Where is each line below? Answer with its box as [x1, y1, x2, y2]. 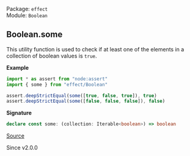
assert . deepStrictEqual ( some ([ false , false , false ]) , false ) [6, 98, 166, 105]
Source [6, 132, 24, 139]
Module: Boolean [6, 12, 48, 19]
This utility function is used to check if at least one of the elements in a [6, 45, 185, 53]
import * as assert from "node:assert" [6, 76, 108, 82]
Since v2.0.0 [6, 144, 38, 152]
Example [6, 64, 29, 71]
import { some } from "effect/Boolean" [6, 81, 108, 87]
